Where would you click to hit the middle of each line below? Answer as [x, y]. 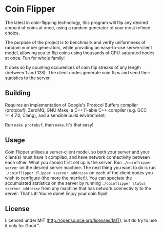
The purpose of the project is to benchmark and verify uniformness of [75, 42]
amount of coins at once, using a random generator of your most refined [78, 27]
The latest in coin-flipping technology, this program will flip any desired [77, 22]
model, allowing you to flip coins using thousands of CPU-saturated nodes [80, 53]
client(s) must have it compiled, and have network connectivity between [78, 157]
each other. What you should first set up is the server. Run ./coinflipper [78, 162]
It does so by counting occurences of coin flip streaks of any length [73, 67]
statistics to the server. [28, 78]
